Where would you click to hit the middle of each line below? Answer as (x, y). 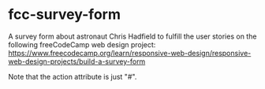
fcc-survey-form (64, 15)
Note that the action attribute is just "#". (73, 76)
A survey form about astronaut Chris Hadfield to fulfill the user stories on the (132, 36)
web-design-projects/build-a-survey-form (77, 61)
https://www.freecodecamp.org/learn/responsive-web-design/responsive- (130, 53)
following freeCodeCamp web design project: (82, 44)
